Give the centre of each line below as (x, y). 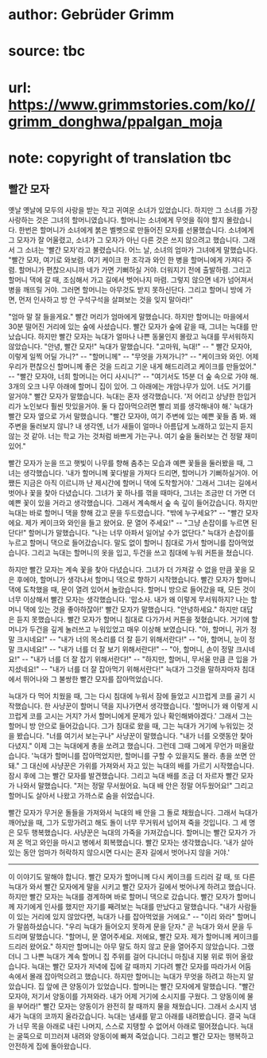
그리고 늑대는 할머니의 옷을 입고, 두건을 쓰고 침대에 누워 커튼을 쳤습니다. (143, 552)
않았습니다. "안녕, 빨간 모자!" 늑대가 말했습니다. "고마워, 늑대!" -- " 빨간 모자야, (130, 346)
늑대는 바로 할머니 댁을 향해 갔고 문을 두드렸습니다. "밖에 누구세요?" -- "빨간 (126, 512)
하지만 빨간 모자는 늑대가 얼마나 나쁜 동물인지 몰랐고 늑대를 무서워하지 (146, 336)
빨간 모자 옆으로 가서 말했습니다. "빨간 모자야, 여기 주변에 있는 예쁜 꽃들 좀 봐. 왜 (132, 416)
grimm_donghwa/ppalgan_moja (116, 121)
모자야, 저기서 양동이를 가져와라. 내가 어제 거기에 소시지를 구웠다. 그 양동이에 (127, 996)
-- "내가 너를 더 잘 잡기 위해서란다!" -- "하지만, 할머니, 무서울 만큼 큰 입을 (135, 659)
